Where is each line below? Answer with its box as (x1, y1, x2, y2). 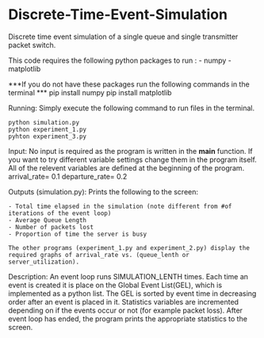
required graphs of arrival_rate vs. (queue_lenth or (8, 251, 190, 259)
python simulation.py (8, 118, 80, 126)
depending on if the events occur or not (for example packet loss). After (8, 305, 243, 315)
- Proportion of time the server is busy (8, 230, 147, 238)
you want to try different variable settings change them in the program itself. (8, 155, 258, 164)
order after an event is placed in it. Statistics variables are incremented (8, 297, 239, 306)
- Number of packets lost (8, 223, 94, 231)
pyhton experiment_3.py (8, 133, 87, 140)
